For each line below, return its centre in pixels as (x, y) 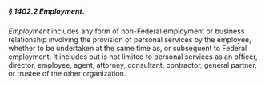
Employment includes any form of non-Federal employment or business (126, 31)
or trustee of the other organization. (67, 73)
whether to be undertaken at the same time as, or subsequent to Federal (128, 48)
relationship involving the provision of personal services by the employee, (130, 39)
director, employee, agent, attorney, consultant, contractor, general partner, (133, 64)
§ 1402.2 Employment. (47, 11)
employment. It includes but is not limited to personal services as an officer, (133, 57)
